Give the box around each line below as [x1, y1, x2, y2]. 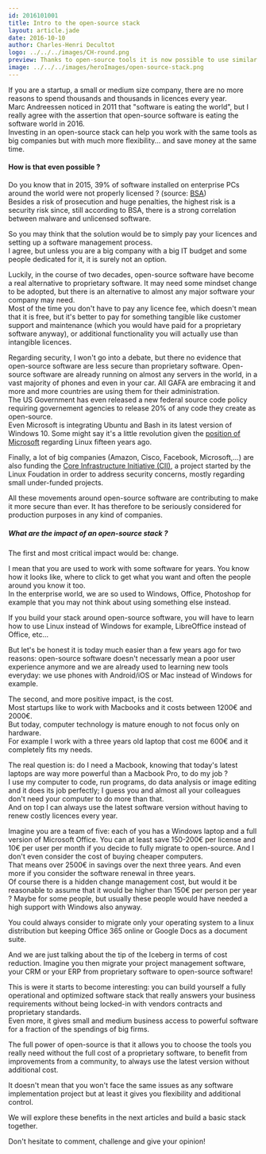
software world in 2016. [8, 118, 85, 128]
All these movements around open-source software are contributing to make [8, 493, 259, 503]
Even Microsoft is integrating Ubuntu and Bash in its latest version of [8, 420, 233, 430]
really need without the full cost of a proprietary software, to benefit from [8, 1048, 248, 1057]
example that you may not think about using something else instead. [8, 597, 232, 607]
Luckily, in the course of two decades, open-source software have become [8, 269, 254, 279]
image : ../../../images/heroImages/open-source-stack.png [8, 64, 204, 71]
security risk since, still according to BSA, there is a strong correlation [8, 205, 237, 214]
